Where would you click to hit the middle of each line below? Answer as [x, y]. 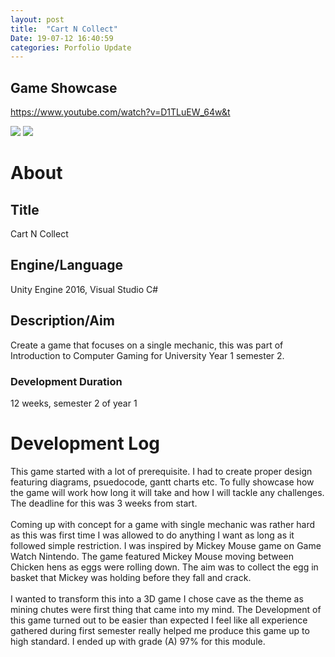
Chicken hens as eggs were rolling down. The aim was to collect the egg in [164, 567]
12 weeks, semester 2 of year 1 [74, 403]
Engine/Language [66, 265]
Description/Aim [62, 321]
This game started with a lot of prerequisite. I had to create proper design [161, 471]
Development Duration [66, 381]
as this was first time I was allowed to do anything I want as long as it [152, 535]
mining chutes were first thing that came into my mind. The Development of [166, 609]
